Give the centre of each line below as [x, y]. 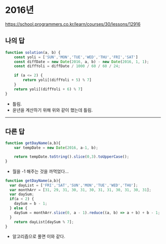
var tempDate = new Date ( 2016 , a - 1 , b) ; [56, 148]
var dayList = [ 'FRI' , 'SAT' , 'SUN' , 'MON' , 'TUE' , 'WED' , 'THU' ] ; [74, 185]
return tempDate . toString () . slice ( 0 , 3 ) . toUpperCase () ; [72, 157]
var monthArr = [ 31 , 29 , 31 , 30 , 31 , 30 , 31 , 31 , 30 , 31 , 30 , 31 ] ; [81, 190]
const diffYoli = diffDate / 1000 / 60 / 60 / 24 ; [67, 66]
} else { [19, 208]
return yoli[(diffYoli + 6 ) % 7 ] [48, 89]
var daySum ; [22, 194]
